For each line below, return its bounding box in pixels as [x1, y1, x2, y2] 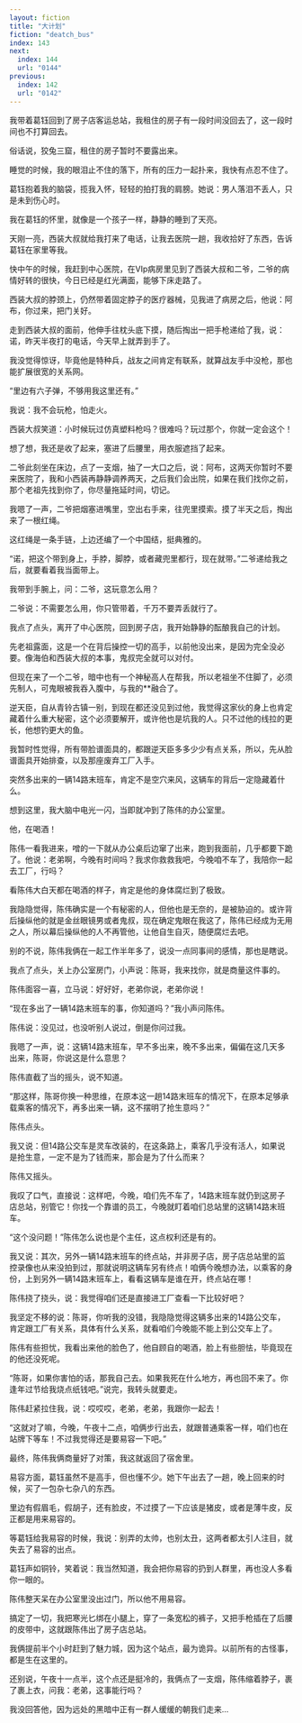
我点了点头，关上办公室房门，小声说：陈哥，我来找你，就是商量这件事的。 [9, 964, 285, 975]
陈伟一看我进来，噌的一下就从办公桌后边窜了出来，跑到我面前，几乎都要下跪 [9, 842, 293, 853]
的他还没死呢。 [9, 1353, 65, 1364]
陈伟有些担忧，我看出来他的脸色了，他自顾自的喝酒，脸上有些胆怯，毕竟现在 [9, 1342, 293, 1352]
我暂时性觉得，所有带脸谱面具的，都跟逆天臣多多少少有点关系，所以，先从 [9, 743, 285, 754]
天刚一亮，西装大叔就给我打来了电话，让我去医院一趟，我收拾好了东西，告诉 [9, 233, 293, 243]
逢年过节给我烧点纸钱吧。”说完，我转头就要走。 [9, 1383, 182, 1394]
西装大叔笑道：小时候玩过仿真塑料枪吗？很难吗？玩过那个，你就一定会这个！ [9, 423, 293, 434]
